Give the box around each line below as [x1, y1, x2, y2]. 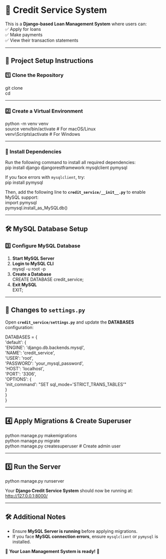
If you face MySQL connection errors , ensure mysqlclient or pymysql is [12, 534, 159, 540]
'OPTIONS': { [5, 376, 32, 382]
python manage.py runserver [5, 478, 64, 484]
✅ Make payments [5, 32, 43, 38]
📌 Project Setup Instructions [5, 56, 94, 65]
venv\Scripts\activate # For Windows [5, 131, 81, 137]
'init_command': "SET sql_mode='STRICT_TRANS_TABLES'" [5, 381, 127, 387]
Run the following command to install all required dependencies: [5, 160, 136, 166]
